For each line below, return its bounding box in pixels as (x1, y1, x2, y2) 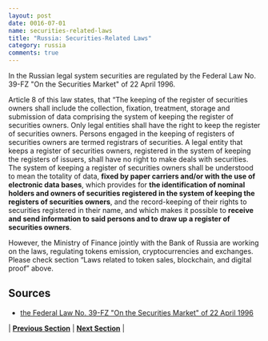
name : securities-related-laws (8, 26, 113, 34)
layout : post (8, 11, 52, 20)
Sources (8, 287, 51, 300)
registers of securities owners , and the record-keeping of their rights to (8, 197, 247, 207)
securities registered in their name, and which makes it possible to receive (8, 206, 254, 215)
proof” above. (8, 263, 54, 273)
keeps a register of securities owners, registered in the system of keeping (8, 146, 251, 155)
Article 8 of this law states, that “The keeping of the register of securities (8, 95, 248, 104)
